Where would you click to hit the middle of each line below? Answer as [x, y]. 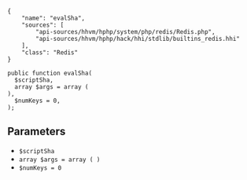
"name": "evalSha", [53, 18]
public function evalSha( [50, 73]
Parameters [37, 132]
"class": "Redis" [50, 53]
